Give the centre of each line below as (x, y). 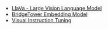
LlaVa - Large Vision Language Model (57, 8)
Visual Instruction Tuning (41, 20)
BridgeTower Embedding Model (49, 14)
